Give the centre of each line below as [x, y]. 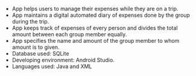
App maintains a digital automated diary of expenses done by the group [101, 15]
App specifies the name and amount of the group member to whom [96, 41]
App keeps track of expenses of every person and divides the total [95, 28]
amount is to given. [36, 47]
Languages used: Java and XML [52, 66]
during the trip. [30, 21]
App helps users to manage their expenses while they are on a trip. [95, 9]
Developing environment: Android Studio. [63, 60]
